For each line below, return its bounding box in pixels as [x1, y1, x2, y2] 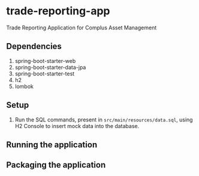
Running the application [6, 139, 98, 150]
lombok [14, 83, 34, 90]
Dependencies [6, 41, 62, 51]
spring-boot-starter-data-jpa [14, 63, 86, 71]
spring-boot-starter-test [14, 70, 75, 77]
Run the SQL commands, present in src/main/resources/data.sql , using [14, 116, 193, 123]
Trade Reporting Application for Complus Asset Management [6, 24, 157, 31]
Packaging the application [6, 160, 106, 170]
